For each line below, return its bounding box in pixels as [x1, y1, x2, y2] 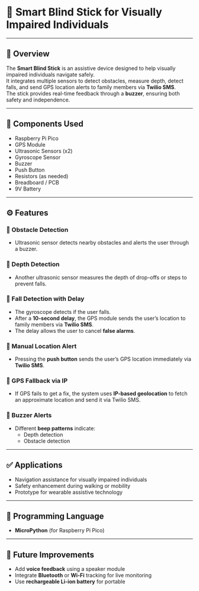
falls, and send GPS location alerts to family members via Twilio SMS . [6, 83, 176, 91]
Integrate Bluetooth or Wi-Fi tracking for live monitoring [14, 572, 152, 579]
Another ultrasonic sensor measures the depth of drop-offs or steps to [14, 274, 187, 281]
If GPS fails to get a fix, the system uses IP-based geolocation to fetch [14, 390, 188, 397]
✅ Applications [6, 460, 63, 471]
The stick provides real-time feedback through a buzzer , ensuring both [6, 90, 180, 97]
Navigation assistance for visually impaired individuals [14, 476, 147, 483]
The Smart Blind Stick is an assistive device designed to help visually [6, 65, 176, 72]
